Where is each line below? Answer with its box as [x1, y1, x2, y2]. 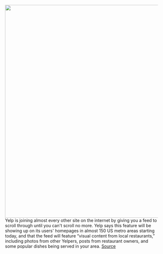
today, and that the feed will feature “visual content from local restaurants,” [5, 233, 155, 238]
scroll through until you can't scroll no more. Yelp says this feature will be [5, 223, 151, 228]
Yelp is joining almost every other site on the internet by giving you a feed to [5, 218, 157, 223]
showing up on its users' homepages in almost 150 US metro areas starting [5, 228, 155, 234]
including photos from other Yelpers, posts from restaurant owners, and [5, 238, 148, 244]
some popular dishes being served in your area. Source [5, 243, 116, 249]
